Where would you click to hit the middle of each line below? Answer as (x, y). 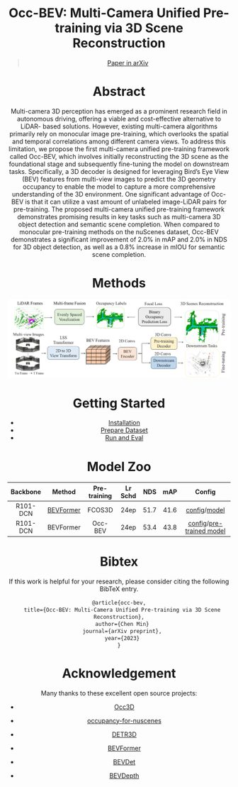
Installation (124, 423)
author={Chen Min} (123, 624)
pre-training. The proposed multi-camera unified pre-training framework (119, 209)
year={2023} (122, 638)
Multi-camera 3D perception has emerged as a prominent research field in (119, 111)
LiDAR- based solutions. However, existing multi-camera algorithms (119, 126)
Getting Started (119, 403)
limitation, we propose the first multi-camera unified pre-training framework (119, 149)
